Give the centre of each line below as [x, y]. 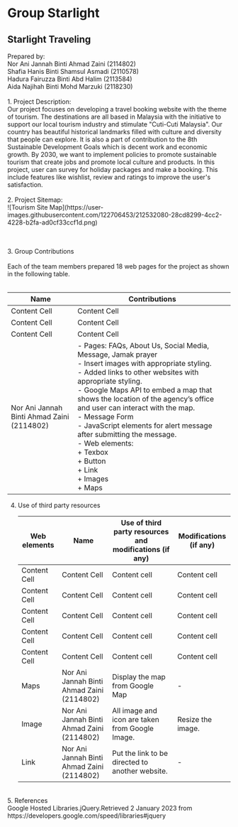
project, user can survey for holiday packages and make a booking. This [113, 169]
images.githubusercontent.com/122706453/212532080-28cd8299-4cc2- [115, 215]
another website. [140, 771]
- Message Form [106, 417]
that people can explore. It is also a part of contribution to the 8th [102, 139]
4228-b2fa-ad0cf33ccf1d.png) [52, 222]
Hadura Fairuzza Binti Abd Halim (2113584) [70, 79]
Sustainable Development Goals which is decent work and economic [107, 147]
